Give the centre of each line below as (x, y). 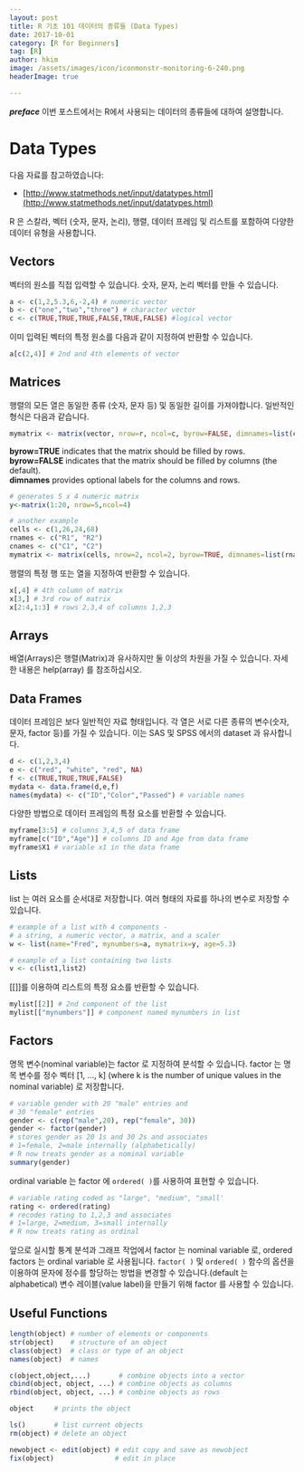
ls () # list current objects (76, 1425)
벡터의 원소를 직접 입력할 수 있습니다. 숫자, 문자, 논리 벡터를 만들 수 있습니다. (144, 284)
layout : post (34, 18)
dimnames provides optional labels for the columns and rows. (125, 480)
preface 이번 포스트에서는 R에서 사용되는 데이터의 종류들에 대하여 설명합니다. (147, 111)
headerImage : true (44, 77)
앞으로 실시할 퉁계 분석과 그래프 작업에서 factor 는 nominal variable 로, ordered (151, 1250)
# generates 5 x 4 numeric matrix (75, 496)
